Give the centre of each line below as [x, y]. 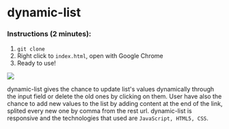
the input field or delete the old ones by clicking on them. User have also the [114, 96]
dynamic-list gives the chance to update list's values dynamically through [111, 89]
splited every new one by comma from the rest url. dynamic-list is [100, 111]
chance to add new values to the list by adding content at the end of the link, [115, 104]
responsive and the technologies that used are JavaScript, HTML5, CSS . [108, 118]
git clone [31, 49]
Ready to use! [36, 63]
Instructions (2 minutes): [49, 34]
